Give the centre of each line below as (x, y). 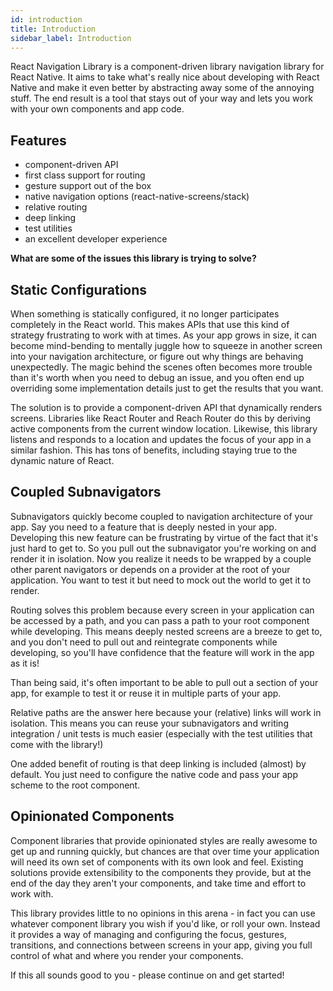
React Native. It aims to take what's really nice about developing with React (165, 77)
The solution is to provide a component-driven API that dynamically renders (166, 407)
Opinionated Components (92, 816)
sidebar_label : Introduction (71, 38)
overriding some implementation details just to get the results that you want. (167, 388)
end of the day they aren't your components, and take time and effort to (158, 883)
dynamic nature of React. (62, 460)
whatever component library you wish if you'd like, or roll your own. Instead (165, 923)
